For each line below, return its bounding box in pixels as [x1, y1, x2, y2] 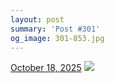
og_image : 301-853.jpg [10, 33, 105, 43]
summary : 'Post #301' [10, 24, 101, 34]
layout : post [10, 14, 65, 25]
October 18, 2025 [10, 62, 82, 74]
